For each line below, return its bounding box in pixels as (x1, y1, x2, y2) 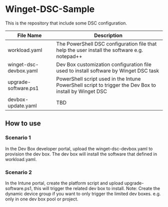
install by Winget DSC (56, 87, 107, 94)
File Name (17, 31, 42, 38)
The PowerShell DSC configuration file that (56, 40, 157, 47)
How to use (5, 119, 41, 128)
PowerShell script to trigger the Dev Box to (56, 81, 156, 88)
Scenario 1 (5, 134, 31, 141)
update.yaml (7, 102, 37, 109)
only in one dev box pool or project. (5, 196, 78, 202)
